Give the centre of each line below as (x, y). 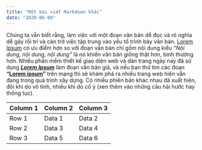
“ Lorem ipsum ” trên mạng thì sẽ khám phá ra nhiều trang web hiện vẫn (96, 73)
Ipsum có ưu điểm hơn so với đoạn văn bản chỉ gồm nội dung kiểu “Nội (96, 48)
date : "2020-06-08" (31, 18)
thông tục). (20, 93)
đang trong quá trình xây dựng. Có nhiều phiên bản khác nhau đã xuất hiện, (101, 80)
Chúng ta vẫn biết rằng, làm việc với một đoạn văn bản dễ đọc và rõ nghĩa (99, 35)
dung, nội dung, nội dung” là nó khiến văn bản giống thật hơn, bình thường (100, 54)
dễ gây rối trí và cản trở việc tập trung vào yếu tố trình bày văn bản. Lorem (100, 41)
